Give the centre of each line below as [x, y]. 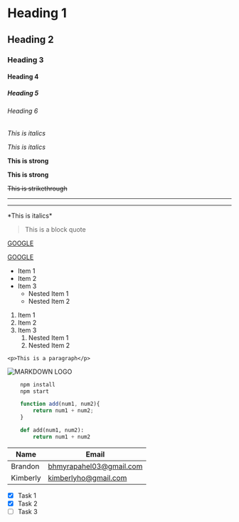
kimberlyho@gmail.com [87, 478]
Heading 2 [31, 40]
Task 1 [27, 495]
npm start [35, 391]
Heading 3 [26, 60]
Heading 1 [37, 13]
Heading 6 [23, 111]
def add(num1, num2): [52, 430]
